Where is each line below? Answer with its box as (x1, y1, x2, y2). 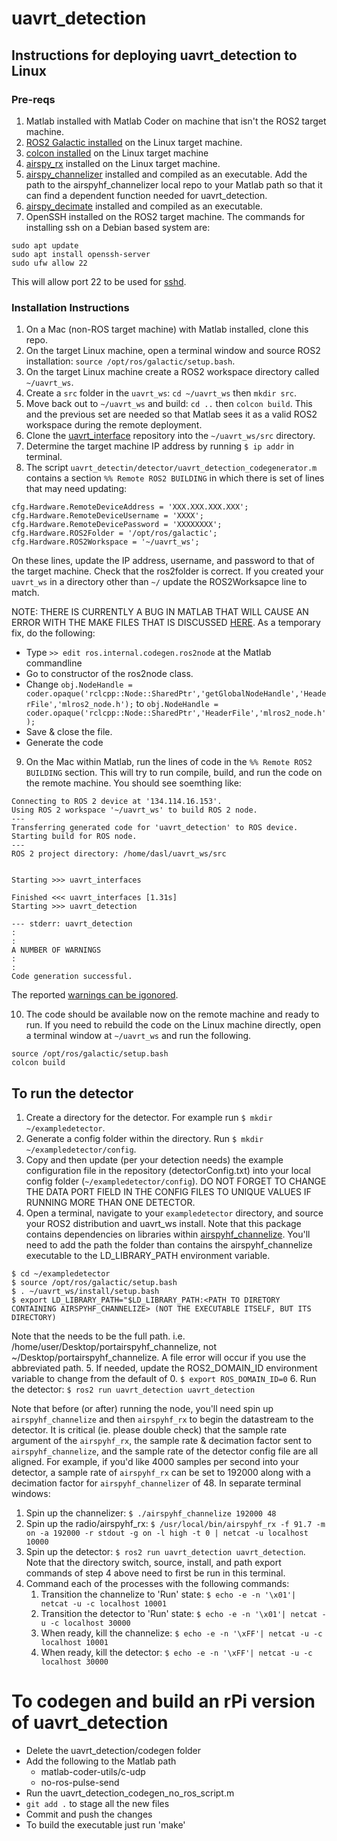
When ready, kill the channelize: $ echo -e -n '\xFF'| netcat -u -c (40, 1627, 323, 1639)
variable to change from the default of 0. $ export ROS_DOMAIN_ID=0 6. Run (11, 1372, 317, 1384)
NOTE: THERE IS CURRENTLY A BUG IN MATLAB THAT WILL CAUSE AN (11, 606, 309, 618)
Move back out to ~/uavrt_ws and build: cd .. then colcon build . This (25, 398, 313, 410)
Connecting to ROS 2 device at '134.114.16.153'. (11, 797, 223, 807)
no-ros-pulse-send (40, 1776, 120, 1788)
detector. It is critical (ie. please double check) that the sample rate (11, 1423, 288, 1436)
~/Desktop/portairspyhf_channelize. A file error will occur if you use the (11, 1351, 307, 1363)
